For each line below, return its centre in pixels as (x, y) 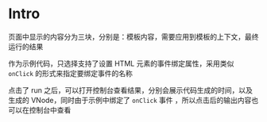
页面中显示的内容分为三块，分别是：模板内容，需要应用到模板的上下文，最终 (133, 36)
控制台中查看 (50, 110)
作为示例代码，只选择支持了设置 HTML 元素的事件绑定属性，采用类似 (121, 63)
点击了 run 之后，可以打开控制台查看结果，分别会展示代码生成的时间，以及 (130, 90)
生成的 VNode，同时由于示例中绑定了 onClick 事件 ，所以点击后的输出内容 (130, 100)
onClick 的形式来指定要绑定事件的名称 (71, 73)
